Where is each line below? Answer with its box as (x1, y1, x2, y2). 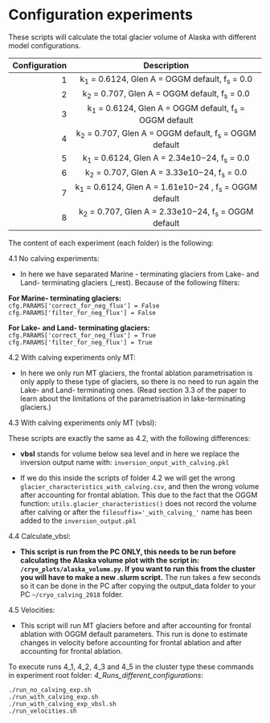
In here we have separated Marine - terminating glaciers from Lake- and (19, 269, 260, 279)
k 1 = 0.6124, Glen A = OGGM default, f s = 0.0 (80, 73, 253, 86)
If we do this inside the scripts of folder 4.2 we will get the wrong (19, 473, 235, 483)
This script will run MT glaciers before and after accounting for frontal (19, 621, 252, 631)
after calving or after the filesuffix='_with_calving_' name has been (19, 508, 252, 517)
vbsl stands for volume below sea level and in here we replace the (19, 449, 239, 459)
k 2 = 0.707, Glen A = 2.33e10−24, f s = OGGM (79, 206, 254, 219)
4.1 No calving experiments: (8, 254, 100, 263)
